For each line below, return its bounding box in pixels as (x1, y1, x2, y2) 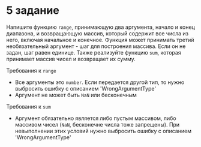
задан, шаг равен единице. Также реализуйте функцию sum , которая (6, 49, 181, 56)
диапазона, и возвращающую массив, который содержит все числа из (6, 29, 189, 37)
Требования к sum (6, 103, 51, 110)
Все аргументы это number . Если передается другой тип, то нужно (14, 79, 185, 86)
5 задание (6, 4, 60, 17)
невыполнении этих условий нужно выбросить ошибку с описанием (14, 127, 192, 134)
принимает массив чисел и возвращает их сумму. (6, 55, 136, 62)
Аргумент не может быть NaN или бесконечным (14, 91, 137, 98)
